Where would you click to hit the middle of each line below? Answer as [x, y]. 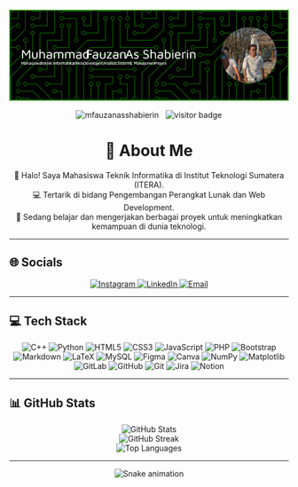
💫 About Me [149, 151]
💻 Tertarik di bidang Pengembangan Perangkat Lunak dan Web [149, 195]
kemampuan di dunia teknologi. [149, 226]
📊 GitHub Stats [52, 403]
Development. [149, 208]
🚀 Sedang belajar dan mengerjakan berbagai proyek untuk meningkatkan [149, 217]
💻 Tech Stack [48, 322]
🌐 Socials [36, 263]
